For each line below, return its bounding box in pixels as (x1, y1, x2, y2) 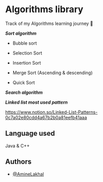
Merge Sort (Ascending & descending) (12, 70, 93, 76)
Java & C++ (5, 142, 30, 148)
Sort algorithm (5, 30, 37, 36)
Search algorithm (5, 89, 43, 95)
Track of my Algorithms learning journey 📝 (5, 20, 93, 26)
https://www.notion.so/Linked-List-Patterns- (5, 109, 98, 115)
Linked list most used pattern (5, 99, 68, 105)
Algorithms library (5, 4, 83, 15)
